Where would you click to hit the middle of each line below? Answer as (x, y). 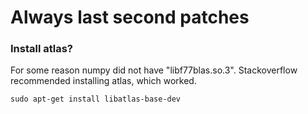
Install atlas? (42, 49)
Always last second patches (130, 17)
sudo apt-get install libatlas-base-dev (96, 99)
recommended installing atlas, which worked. (103, 81)
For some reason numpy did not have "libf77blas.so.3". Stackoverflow (154, 70)
